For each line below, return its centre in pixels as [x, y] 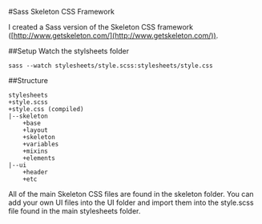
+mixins [35, 151]
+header [35, 172]
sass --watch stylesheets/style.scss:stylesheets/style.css [111, 66]
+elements [39, 158]
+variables [41, 144]
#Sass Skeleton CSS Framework [61, 12]
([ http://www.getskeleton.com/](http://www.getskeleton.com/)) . [113, 36]
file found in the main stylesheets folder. [75, 211]
